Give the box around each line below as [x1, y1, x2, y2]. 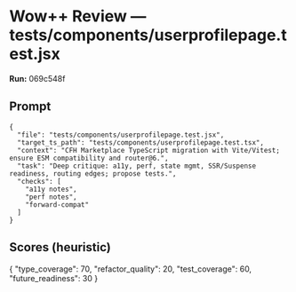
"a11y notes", [25, 185, 77, 193]
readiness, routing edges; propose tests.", [9, 169, 177, 178]
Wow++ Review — [9, 6, 147, 27]
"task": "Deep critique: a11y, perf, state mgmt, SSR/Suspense [17, 162, 256, 170]
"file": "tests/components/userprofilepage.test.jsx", [17, 130, 225, 139]
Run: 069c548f [9, 73, 66, 83]
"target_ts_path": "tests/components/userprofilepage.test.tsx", [17, 138, 265, 147]
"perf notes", [25, 193, 77, 201]
